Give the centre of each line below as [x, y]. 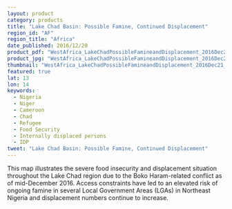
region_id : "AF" [30, 33]
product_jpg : [26, 59]
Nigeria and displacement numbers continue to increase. [88, 198]
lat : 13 [18, 78]
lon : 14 [18, 84]
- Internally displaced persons [60, 136]
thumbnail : [23, 65]
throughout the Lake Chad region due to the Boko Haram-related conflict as [115, 176]
